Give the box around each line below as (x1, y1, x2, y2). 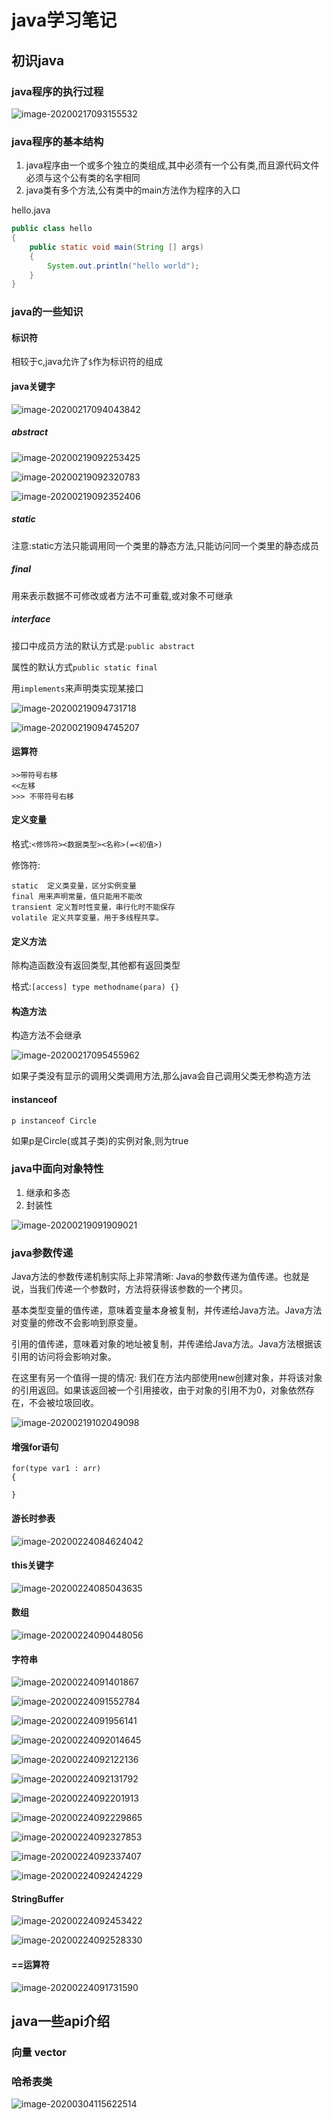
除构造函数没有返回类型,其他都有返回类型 (11, 959, 181, 971)
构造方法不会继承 (11, 1029, 82, 1041)
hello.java (11, 204, 51, 216)
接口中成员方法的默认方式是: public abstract (11, 639, 196, 651)
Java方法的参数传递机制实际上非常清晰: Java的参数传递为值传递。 (11, 1271, 284, 1283)
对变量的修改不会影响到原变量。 (11, 1317, 143, 1329)
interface (11, 613, 51, 625)
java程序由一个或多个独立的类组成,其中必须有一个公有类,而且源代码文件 (25, 159, 320, 171)
